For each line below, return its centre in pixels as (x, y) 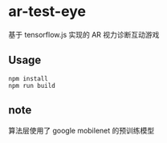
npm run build (32, 85)
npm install (28, 78)
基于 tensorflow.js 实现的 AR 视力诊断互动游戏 (84, 34)
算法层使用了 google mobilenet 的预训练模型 (81, 130)
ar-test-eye (47, 12)
